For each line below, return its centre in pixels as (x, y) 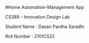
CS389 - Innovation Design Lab (37, 17)
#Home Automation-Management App (44, 7)
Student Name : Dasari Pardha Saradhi (45, 26)
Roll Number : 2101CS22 (30, 36)
